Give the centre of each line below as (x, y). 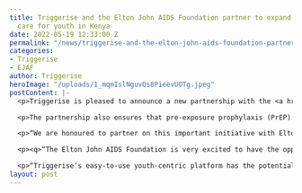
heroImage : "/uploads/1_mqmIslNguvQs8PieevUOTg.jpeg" (112, 84)
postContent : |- (40, 92)
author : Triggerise (46, 76)
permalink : (30, 43)
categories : (31, 51)
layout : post (34, 174)
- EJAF (22, 68)
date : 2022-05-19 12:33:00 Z (64, 34)
